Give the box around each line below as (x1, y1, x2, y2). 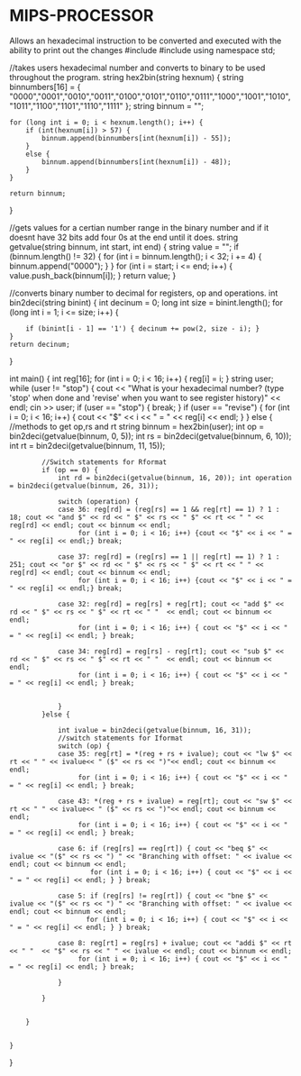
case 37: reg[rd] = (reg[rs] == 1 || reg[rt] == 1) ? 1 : (57, 552, 280, 561)
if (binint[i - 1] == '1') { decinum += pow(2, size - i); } (25, 324, 260, 333)
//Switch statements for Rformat (41, 457, 168, 467)
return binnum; (9, 188, 67, 198)
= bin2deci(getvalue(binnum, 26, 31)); (9, 481, 160, 490)
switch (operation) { (57, 497, 140, 506)
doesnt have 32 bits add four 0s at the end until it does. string (9, 232, 239, 242)
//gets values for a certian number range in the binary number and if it (9, 222, 269, 233)
